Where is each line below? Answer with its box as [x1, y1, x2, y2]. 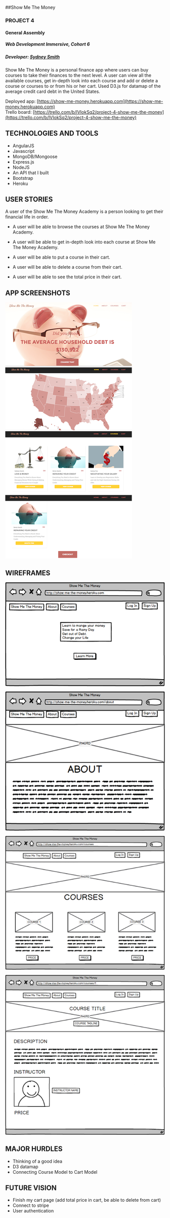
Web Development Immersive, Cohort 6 [5, 41, 90, 47]
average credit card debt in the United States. [5, 88, 100, 94]
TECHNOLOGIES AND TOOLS [5, 129, 99, 138]
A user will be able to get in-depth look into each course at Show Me [12, 239, 156, 245]
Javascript [12, 148, 35, 154]
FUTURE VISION [5, 1183, 57, 1192]
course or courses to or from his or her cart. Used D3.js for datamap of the [5, 83, 161, 89]
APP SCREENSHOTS [5, 289, 71, 297]
